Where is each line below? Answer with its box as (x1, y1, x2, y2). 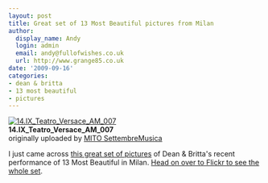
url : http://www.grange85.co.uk (15, 57, 125, 65)
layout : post (8, 11, 52, 20)
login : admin (15, 42, 60, 50)
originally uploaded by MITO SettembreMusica (8, 134, 163, 143)
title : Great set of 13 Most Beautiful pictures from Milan (8, 19, 215, 27)
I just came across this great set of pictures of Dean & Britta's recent (8, 149, 236, 159)
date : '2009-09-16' (8, 64, 74, 73)
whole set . (8, 166, 43, 176)
